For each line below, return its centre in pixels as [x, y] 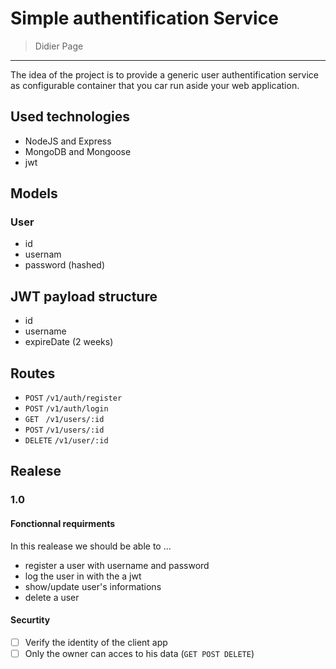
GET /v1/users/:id [64, 420]
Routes [33, 373]
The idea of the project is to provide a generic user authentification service [164, 74]
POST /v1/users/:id [64, 430]
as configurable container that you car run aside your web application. [155, 85]
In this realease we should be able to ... [91, 546]
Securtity [30, 620]
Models [34, 193]
